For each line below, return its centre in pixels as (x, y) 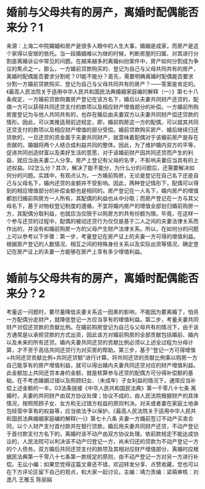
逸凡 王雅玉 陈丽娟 (29, 479)
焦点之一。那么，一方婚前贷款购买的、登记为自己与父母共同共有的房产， (108, 68)
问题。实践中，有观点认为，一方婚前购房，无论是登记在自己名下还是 (108, 175)
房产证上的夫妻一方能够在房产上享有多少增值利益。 (81, 251)
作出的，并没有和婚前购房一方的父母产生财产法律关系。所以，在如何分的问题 (103, 229)
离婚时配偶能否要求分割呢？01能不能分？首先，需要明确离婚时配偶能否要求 (100, 76)
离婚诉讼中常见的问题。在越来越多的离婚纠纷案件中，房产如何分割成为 (105, 61)
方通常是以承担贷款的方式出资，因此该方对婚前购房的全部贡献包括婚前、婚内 (103, 334)
